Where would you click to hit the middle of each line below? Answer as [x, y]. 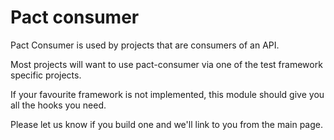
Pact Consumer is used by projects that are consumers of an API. [145, 45]
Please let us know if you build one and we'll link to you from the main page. [166, 124]
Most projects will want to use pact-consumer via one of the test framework [166, 64]
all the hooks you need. [58, 105]
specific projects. [46, 75]
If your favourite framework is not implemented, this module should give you [167, 94]
